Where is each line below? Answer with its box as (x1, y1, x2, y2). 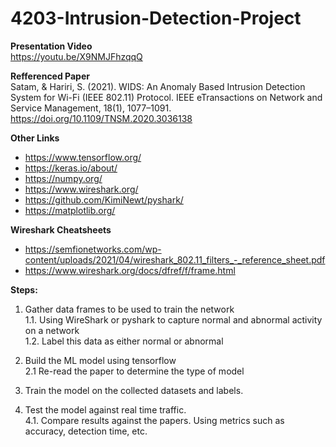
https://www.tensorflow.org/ (24, 151, 142, 163)
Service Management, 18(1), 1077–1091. (10, 102, 172, 114)
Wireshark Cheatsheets (10, 223, 112, 236)
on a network (24, 324, 80, 336)
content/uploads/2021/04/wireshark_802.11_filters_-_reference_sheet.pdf (24, 253, 326, 266)
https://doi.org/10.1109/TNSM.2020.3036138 (10, 112, 193, 124)
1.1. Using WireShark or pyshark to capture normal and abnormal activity (24, 313, 323, 326)
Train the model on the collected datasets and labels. (24, 384, 244, 396)
